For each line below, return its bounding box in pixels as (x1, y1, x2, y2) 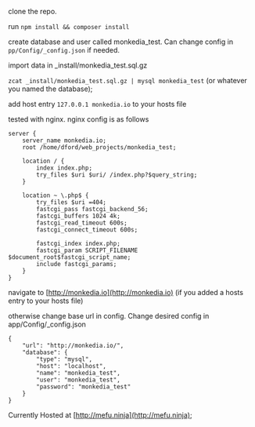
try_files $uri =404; (36, 199, 107, 206)
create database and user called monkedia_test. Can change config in (8, 37, 233, 46)
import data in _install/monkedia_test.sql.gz (8, 60, 148, 70)
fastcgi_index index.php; (36, 239, 121, 247)
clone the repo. (8, 7, 57, 16)
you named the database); (8, 84, 93, 93)
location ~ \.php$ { (22, 192, 89, 199)
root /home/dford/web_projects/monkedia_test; (22, 144, 177, 151)
